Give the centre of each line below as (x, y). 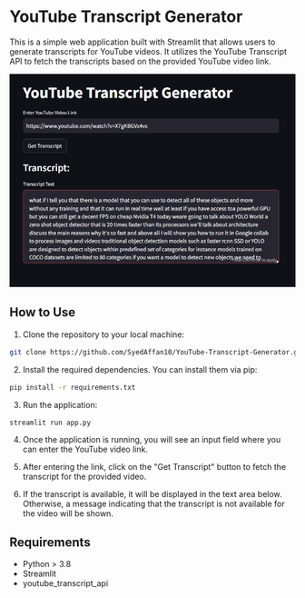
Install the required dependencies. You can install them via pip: (140, 369)
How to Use (43, 312)
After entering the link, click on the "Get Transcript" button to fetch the (154, 467)
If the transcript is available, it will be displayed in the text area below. (152, 494)
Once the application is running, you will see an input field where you (152, 440)
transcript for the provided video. (84, 477)
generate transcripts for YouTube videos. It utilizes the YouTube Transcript (148, 51)
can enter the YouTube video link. (85, 449)
